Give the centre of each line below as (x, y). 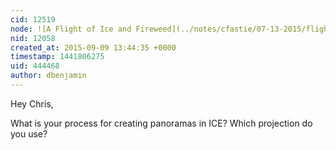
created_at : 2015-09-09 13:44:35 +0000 (93, 47)
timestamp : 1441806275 (57, 57)
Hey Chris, (32, 103)
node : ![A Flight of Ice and (71, 29)
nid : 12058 (33, 38)
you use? (29, 133)
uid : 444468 (35, 66)
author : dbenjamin (48, 76)
